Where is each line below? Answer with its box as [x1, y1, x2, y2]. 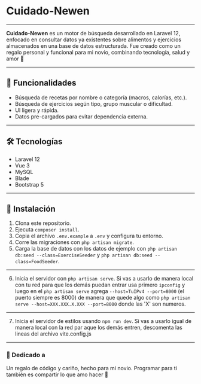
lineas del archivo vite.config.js [14, 330, 92, 337]
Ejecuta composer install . [14, 226, 80, 233]
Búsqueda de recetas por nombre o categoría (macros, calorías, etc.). [14, 94, 187, 101]
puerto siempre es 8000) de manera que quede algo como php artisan [14, 294, 191, 301]
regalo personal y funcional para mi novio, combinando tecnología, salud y [6, 48, 190, 56]
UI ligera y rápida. [14, 106, 59, 114]
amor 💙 [6, 55, 24, 62]
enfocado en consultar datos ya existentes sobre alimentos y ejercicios [6, 36, 181, 43]
